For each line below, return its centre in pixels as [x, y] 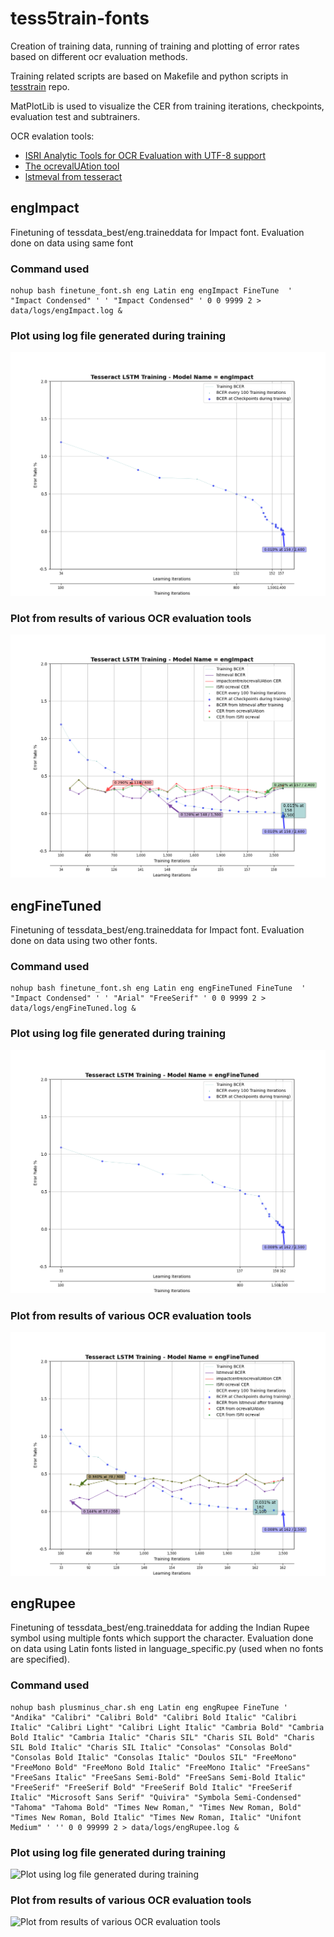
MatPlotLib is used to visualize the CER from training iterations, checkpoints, [167, 106]
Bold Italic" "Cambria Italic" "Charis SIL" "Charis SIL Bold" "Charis [162, 1737]
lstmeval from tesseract [73, 176]
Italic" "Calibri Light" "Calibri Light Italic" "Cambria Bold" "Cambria [167, 1727]
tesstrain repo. [40, 86]
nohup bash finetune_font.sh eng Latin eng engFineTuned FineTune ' [158, 988]
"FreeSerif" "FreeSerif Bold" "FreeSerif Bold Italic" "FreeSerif [151, 1787]
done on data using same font [72, 243]
